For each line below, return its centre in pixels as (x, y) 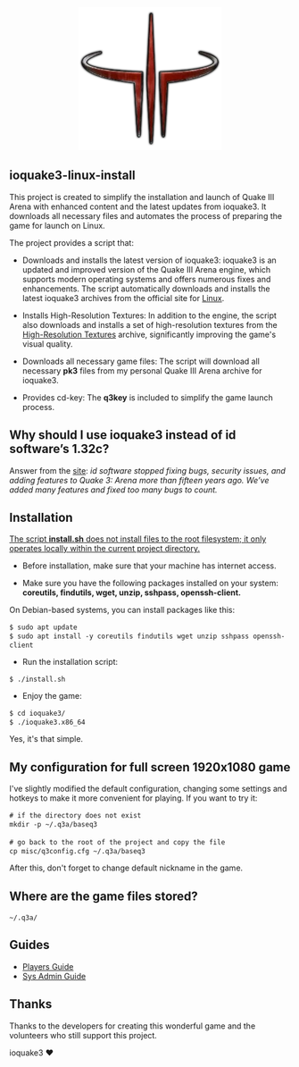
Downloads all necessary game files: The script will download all (141, 361)
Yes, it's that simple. (46, 739)
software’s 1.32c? (59, 449)
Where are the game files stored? (104, 896)
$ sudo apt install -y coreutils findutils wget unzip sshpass (129, 636)
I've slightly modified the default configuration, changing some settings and (148, 789)
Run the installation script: (70, 662)
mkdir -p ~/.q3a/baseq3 (54, 825)
